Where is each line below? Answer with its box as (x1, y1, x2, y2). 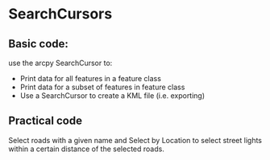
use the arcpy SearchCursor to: (8, 58, 113, 68)
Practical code (8, 114, 83, 128)
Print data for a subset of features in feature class (19, 82, 185, 92)
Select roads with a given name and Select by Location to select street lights (8, 135, 262, 145)
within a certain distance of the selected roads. (8, 144, 165, 154)
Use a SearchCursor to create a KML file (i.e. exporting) (19, 91, 206, 101)
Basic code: (8, 37, 69, 51)
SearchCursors (8, 5, 113, 23)
